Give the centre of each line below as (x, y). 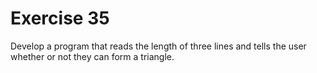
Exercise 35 (60, 18)
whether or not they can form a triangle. (92, 56)
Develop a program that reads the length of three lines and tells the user (158, 46)
